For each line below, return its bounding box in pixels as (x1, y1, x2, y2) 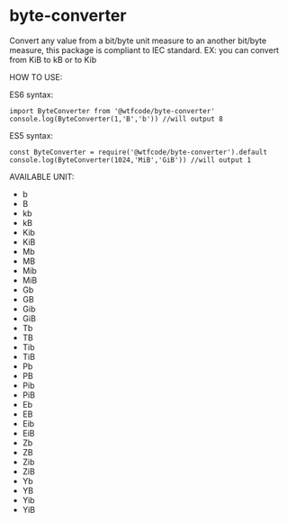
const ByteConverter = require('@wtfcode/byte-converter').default (9, 148, 268, 157)
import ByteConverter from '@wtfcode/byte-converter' (9, 106, 216, 115)
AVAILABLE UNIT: (9, 171, 75, 182)
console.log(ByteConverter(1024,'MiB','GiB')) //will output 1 (9, 155, 252, 165)
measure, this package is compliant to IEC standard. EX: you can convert (9, 44, 279, 55)
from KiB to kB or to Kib (9, 54, 97, 65)
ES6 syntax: (9, 89, 54, 100)
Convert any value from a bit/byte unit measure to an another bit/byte (9, 35, 267, 46)
